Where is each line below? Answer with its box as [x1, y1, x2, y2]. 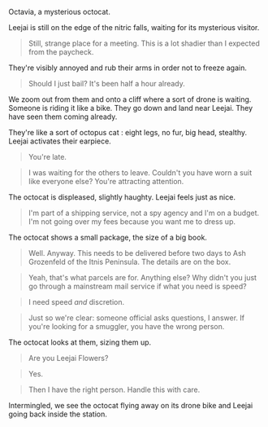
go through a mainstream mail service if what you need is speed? [28, 281, 247, 291]
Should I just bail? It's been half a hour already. [28, 79, 185, 88]
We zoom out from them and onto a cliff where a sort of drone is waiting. [8, 95, 252, 104]
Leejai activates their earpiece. [8, 136, 111, 146]
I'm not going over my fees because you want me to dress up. [28, 217, 236, 227]
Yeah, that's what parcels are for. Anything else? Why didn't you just [28, 273, 257, 282]
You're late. [28, 152, 67, 161]
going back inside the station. [8, 409, 107, 419]
